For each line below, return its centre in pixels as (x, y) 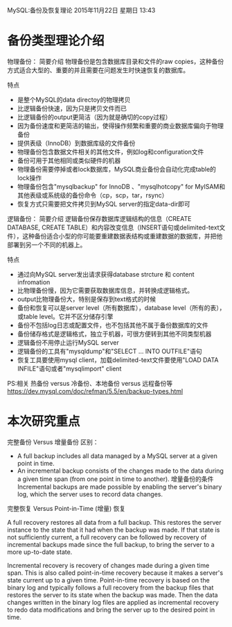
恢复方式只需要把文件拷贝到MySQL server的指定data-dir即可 (104, 204)
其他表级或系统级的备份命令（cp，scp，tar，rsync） (92, 195)
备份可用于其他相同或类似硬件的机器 (69, 160)
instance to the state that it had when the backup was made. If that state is (114, 530)
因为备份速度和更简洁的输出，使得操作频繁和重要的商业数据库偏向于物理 (120, 125)
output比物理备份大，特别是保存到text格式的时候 (87, 299)
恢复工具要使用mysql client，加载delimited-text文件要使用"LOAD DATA (118, 359)
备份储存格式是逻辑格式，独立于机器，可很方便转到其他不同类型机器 (114, 334)
